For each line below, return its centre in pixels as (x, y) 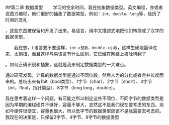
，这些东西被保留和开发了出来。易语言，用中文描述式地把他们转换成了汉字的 (84, 31)
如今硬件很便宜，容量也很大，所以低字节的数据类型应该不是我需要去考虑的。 (84, 111)
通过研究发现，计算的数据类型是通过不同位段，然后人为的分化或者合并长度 (82, 75)
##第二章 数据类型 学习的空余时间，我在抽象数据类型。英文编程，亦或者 (84, 7)
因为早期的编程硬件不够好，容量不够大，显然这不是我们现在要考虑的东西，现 (84, 105)
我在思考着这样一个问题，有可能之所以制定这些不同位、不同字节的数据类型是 (84, 98)
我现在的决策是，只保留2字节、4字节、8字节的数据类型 (62, 117)
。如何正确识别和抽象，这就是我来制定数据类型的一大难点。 (67, 65)
